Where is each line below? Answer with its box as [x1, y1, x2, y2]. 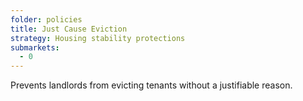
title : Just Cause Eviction [10, 24, 128, 34]
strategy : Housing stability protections [10, 33, 186, 43]
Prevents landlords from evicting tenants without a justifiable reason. [10, 79, 293, 91]
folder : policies [10, 14, 83, 25]
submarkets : [10, 42, 60, 53]
